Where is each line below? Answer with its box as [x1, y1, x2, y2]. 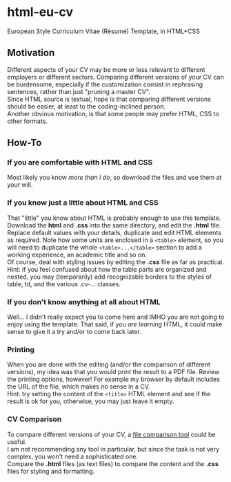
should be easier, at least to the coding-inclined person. [7, 102, 166, 111]
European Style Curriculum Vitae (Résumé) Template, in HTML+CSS [7, 27, 200, 35]
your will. [7, 180, 33, 189]
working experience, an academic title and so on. [7, 250, 147, 259]
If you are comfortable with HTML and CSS [7, 158, 153, 167]
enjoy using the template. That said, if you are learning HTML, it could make [7, 320, 223, 328]
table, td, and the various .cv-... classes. [7, 279, 121, 288]
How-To [7, 137, 42, 149]
